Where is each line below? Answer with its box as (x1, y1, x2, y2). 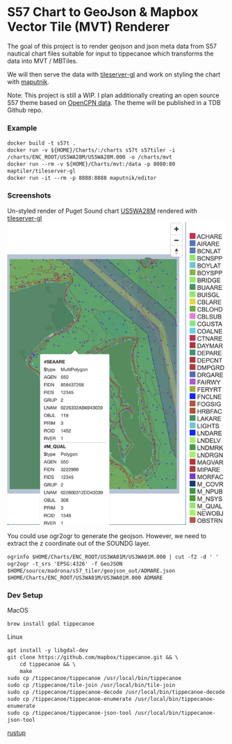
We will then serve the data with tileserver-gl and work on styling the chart (7, 70, 221, 79)
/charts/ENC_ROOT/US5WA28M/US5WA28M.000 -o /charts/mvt (7, 154, 172, 161)
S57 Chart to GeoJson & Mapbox (7, 4, 199, 20)
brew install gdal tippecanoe (7, 620, 95, 628)
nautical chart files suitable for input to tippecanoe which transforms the (7, 49, 214, 58)
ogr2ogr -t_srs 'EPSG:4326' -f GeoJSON (7, 560, 123, 567)
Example (7, 123, 38, 133)
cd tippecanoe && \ (19, 661, 76, 668)
